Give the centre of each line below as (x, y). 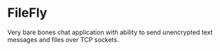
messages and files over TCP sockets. (63, 39)
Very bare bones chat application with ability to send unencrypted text (110, 32)
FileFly (27, 13)
